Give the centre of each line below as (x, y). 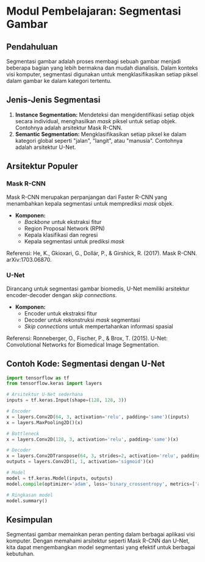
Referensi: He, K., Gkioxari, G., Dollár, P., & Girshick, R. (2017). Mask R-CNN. (102, 253)
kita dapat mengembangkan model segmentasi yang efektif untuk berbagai (101, 547)
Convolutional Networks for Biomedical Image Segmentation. (83, 344)
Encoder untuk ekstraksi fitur (61, 313)
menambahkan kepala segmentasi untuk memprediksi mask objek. (90, 203)
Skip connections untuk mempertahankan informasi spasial (99, 326)
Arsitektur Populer (42, 166)
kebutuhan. (20, 554)
